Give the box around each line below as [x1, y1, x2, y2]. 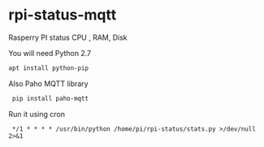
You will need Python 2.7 [8, 48, 92, 58]
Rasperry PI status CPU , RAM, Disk [8, 32, 128, 42]
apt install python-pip [8, 63, 89, 72]
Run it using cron [8, 109, 65, 119]
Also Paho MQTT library [8, 79, 89, 89]
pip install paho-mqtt [11, 94, 89, 102]
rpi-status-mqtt [8, 6, 117, 24]
